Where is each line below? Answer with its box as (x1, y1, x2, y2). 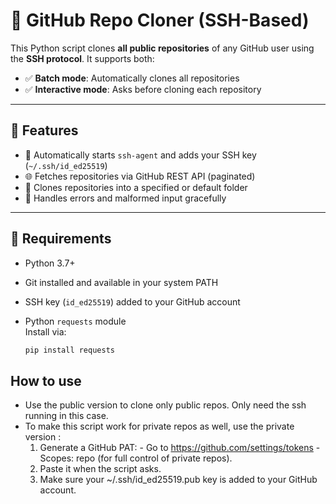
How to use (10, 372, 82, 389)
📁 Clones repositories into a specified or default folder (24, 181, 248, 193)
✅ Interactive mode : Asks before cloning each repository (24, 83, 262, 95)
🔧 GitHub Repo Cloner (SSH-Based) (10, 9, 310, 32)
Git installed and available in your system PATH (24, 276, 219, 288)
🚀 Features (10, 122, 79, 139)
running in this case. (24, 410, 109, 422)
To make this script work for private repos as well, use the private (24, 420, 295, 433)
